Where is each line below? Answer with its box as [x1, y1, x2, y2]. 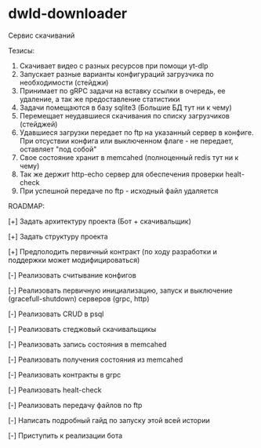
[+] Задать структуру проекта [8, 231, 108, 241]
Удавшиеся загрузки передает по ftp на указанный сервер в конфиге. [19, 127, 255, 137]
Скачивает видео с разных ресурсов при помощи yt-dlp [19, 60, 209, 71]
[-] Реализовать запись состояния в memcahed [8, 339, 167, 349]
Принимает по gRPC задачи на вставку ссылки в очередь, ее [19, 86, 226, 95]
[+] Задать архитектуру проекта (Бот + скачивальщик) [8, 217, 192, 226]
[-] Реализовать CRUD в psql [8, 309, 104, 319]
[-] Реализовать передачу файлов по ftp [8, 400, 143, 410]
